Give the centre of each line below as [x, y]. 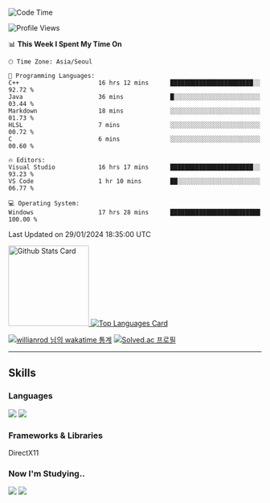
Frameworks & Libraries [55, 436]
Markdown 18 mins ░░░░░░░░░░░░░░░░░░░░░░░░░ [135, 111]
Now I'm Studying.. [47, 473]
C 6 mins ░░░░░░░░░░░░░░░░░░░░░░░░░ [135, 139]
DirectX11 [24, 452]
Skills [22, 373]
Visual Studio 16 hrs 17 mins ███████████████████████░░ [135, 167]
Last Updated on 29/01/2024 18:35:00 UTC [80, 234]
